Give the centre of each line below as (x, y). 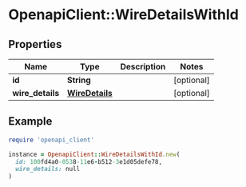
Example (30, 121)
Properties (35, 44)
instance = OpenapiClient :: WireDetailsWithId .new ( (94, 154)
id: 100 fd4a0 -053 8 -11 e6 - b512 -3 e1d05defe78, (89, 161)
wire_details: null (48, 169)
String (79, 80)
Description (143, 67)
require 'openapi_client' (51, 140)
